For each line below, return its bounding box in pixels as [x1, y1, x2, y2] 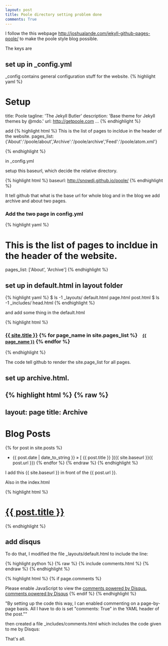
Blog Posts [5, 428, 51, 439]
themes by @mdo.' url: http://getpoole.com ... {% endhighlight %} [5, 118, 141, 124]
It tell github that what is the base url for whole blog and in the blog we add [5, 193, 160, 199]
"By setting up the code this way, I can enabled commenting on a [5, 600, 140, 606]
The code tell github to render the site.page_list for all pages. [5, 359, 131, 365]
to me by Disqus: [5, 626, 40, 632]
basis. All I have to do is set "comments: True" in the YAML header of [17, 606, 159, 612]
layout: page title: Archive [5, 408, 88, 417]
